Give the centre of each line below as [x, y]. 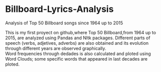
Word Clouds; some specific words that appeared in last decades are [76, 59]
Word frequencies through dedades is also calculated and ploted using [78, 54]
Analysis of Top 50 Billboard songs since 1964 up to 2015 [64, 23]
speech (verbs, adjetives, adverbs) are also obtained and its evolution [77, 43]
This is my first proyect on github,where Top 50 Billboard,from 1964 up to [81, 32]
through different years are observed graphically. [56, 48]
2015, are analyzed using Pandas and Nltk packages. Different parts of [78, 38]
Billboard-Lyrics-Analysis [59, 9]
